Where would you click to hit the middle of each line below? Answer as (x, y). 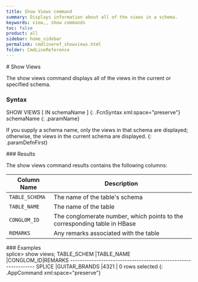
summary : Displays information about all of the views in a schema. (92, 17)
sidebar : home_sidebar (34, 39)
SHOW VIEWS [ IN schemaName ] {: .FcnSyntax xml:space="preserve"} (93, 112)
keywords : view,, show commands (46, 22)
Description (121, 184)
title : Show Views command (39, 11)
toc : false (19, 28)
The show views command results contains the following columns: (87, 165)
